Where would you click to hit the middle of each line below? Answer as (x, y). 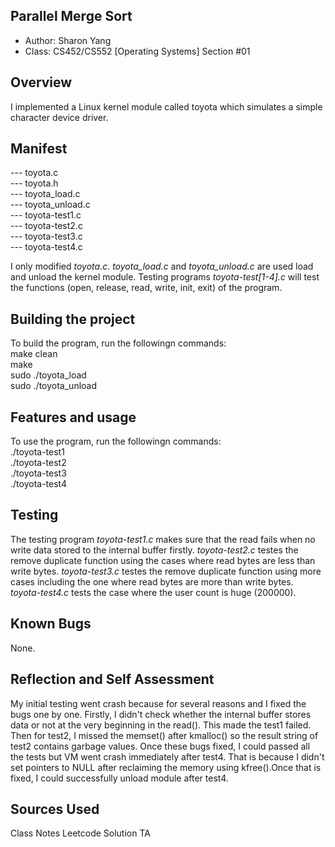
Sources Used (55, 809)
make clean (34, 354)
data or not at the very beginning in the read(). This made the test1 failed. (161, 725)
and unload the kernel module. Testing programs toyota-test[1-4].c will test (165, 277)
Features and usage (73, 417)
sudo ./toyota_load (48, 375)
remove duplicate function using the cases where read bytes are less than (163, 560)
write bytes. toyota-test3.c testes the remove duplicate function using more (166, 571)
